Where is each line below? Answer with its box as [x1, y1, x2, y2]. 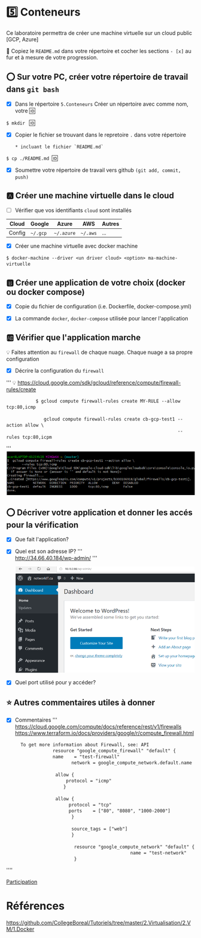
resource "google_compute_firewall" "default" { [53, 748, 176, 754]
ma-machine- [148, 255, 178, 261]
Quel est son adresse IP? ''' [14, 548, 83, 555]
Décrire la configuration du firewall [14, 367, 105, 374]
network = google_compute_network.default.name [71, 760, 193, 766]
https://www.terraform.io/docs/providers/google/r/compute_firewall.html [14, 729, 194, 737]
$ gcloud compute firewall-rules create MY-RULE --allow [35, 398, 181, 404]
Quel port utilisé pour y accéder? [14, 679, 96, 686]
